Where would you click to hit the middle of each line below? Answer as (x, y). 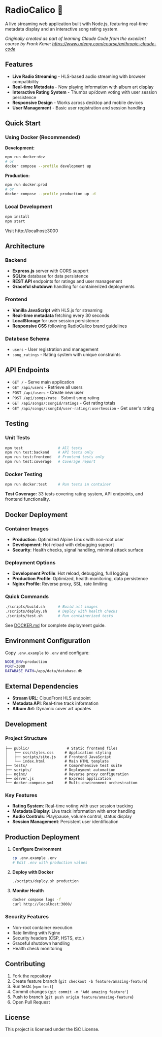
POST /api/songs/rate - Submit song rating (56, 398)
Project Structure (26, 738)
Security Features (27, 917)
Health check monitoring (37, 948)
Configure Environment (37, 849)
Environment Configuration (48, 641)
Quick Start (23, 123)
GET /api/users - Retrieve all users (47, 387)
